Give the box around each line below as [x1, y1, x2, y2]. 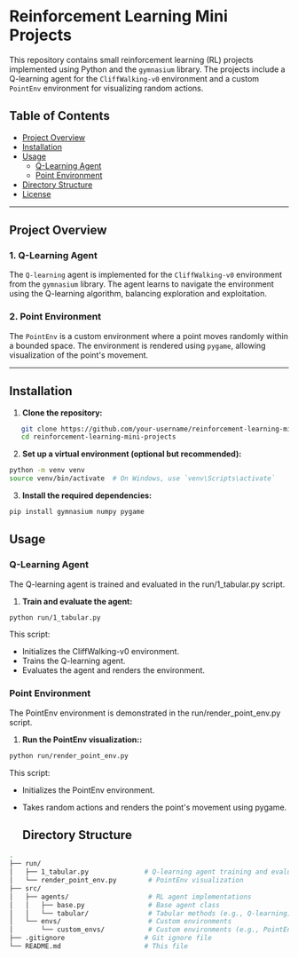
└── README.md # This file [9, 942, 189, 951]
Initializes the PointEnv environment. [21, 784, 155, 796]
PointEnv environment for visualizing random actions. [9, 83, 204, 93]
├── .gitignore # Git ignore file [9, 934, 213, 943]
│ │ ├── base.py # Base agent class [9, 900, 220, 909]
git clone [20, 424, 58, 433]
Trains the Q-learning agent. [21, 655, 126, 667]
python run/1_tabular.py [9, 613, 101, 622]
